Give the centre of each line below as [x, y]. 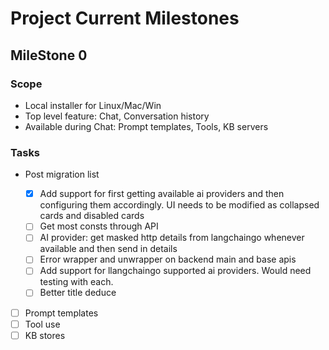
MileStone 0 [49, 55]
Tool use [42, 324]
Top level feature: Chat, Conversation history [117, 116]
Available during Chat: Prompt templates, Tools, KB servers [146, 126]
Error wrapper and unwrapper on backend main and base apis [168, 259]
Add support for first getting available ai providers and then [162, 194]
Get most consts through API [99, 226]
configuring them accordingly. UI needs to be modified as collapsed [179, 205]
